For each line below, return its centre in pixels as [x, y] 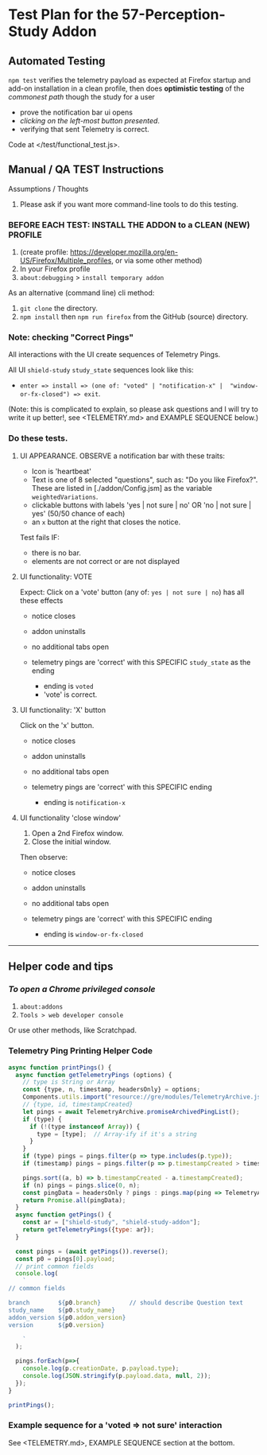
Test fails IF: [39, 537]
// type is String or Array [69, 1082]
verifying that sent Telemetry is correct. [84, 129]
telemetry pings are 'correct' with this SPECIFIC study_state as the [141, 662]
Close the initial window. [71, 842]
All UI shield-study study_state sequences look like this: [101, 370]
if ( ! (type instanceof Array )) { [85, 1126]
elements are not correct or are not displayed [106, 561]
